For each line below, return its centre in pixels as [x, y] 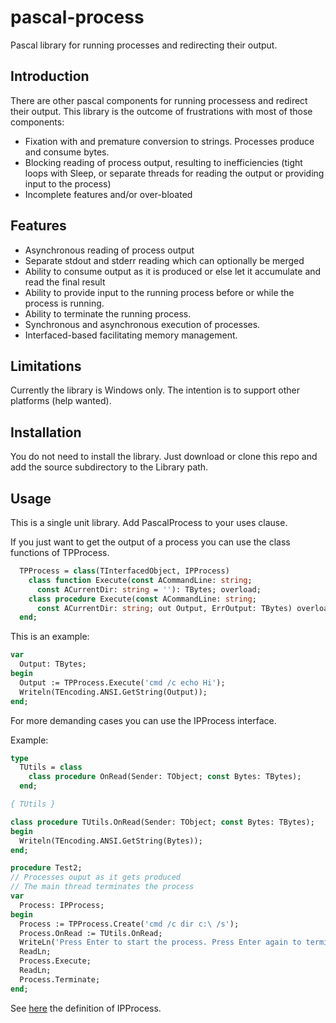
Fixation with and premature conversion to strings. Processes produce [169, 141]
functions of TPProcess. [60, 552]
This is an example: [50, 637]
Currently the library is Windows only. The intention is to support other [155, 390]
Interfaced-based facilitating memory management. [131, 335]
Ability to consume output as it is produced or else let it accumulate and [173, 271]
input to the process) [68, 183]
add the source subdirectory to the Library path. [109, 467]
